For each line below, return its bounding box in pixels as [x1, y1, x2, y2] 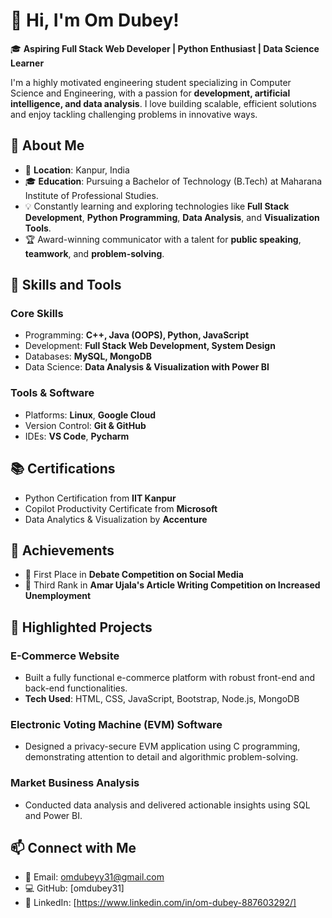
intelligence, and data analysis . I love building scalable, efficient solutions [10, 97, 317, 109]
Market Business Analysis [10, 776, 140, 790]
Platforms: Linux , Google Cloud [24, 409, 157, 421]
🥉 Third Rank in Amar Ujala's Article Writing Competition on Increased [24, 579, 321, 591]
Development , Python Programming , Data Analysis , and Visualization [24, 211, 320, 223]
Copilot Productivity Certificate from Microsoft [24, 502, 218, 514]
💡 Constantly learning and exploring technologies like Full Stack [24, 200, 290, 212]
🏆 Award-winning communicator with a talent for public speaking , [24, 233, 302, 245]
